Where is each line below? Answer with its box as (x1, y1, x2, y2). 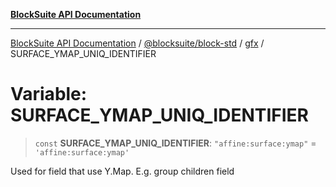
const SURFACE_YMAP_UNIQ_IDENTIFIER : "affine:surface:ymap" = (34, 137, 317, 149)
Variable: (10, 83, 88, 106)
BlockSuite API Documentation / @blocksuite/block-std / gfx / (10, 37, 265, 49)
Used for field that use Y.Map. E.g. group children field (10, 165, 235, 177)
